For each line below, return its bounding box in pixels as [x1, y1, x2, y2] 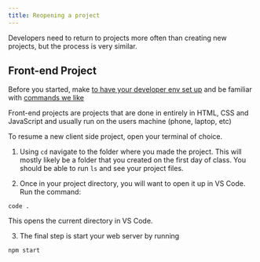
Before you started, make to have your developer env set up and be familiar [8, 85, 253, 94]
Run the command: [19, 187, 81, 197]
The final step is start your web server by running [19, 231, 180, 241]
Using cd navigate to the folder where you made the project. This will [19, 147, 242, 157]
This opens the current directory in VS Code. [8, 217, 153, 226]
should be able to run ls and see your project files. [19, 164, 184, 173]
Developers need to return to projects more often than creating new [8, 33, 227, 42]
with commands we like [8, 93, 85, 103]
